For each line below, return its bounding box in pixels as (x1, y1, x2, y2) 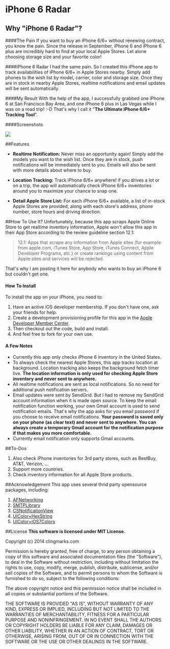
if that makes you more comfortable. (12, 430, 92, 436)
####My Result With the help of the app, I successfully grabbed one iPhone (5, 96, 164, 101)
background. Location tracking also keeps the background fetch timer (12, 365, 159, 371)
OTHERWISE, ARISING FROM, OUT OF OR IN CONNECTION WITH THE (5, 633, 154, 639)
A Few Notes (5, 342, 33, 349)
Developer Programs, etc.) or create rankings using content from (17, 250, 154, 256)
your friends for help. (12, 309, 58, 315)
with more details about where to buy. (12, 167, 93, 173)
